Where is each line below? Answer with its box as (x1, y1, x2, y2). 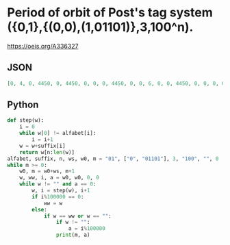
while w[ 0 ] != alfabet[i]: (19, 130, 97, 137)
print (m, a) (55, 231, 90, 239)
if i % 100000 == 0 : (31, 193, 84, 200)
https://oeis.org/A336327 (7, 42, 79, 50)
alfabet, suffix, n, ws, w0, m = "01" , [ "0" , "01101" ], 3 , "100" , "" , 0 (7, 155, 219, 162)
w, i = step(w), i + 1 (31, 187, 90, 194)
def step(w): (7, 117, 44, 124)
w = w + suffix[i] (19, 142, 66, 149)
